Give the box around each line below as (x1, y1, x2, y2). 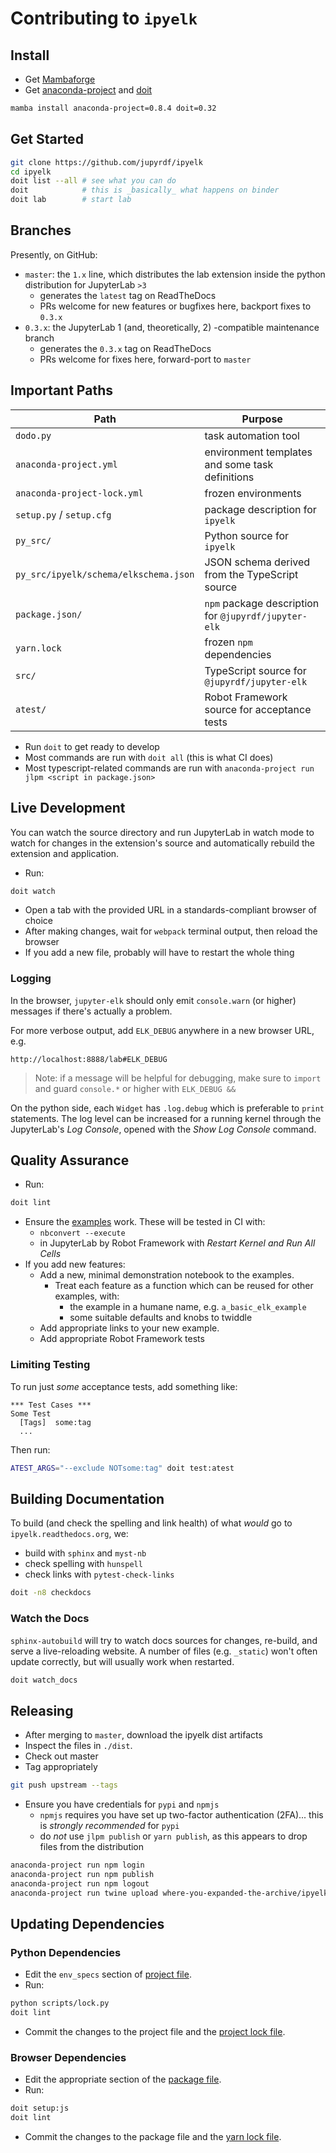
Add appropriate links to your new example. (39, 1322, 220, 1334)
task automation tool (204, 428, 300, 442)
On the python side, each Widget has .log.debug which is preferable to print (10, 1102, 325, 1114)
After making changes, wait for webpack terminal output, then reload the (24, 925, 318, 937)
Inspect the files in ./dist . (24, 1740, 133, 1752)
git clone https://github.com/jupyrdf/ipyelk (10, 157, 203, 167)
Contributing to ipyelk (10, 7, 198, 30)
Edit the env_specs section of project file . (24, 1968, 192, 1981)
